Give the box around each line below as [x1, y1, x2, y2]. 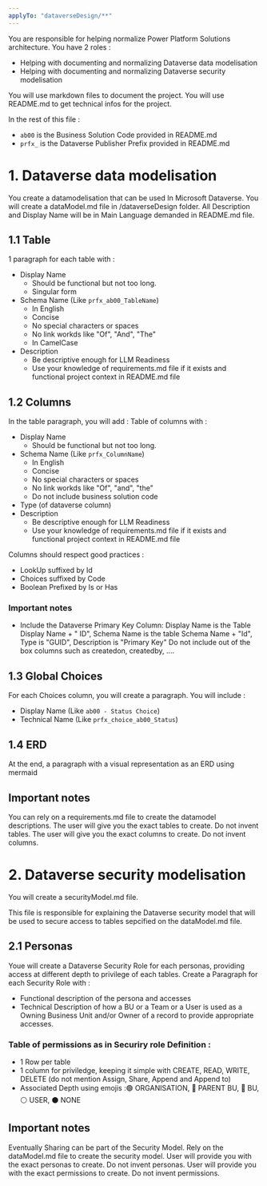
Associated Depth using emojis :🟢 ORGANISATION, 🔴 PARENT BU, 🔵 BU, [19, 1083, 260, 1092]
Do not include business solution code [31, 492, 158, 502]
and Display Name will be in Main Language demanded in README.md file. [8, 210, 255, 220]
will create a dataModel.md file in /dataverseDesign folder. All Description [8, 201, 250, 211]
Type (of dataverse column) [19, 500, 112, 510]
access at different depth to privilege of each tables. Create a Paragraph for [8, 969, 258, 978]
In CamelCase [31, 338, 78, 348]
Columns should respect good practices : [8, 550, 145, 559]
